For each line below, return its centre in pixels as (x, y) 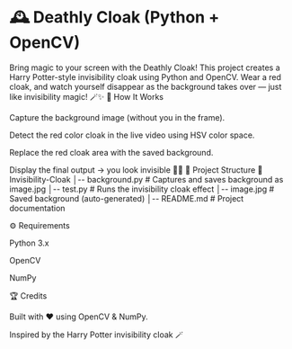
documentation (37, 208)
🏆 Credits (28, 295)
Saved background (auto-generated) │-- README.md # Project (127, 198)
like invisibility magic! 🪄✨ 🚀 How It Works (87, 96)
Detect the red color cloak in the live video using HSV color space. (132, 135)
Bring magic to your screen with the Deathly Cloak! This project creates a (145, 67)
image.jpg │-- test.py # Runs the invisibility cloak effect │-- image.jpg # (142, 189)
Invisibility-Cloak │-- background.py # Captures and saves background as (146, 179)
